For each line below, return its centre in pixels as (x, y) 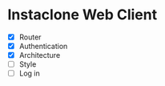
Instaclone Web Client (82, 15)
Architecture (40, 55)
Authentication (43, 46)
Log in (30, 73)
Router (30, 37)
